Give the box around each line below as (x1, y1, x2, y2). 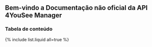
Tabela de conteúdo (5, 26, 53, 33)
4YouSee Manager (5, 12, 62, 20)
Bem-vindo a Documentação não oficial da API (5, 4, 148, 12)
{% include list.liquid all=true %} (5, 36, 69, 42)
